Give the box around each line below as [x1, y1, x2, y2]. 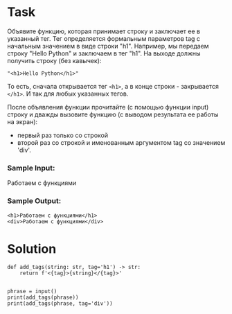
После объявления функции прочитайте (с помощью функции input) [7, 103, 209, 111]
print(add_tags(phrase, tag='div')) [7, 300, 113, 307]
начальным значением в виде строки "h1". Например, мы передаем [7, 42, 209, 50]
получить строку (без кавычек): [7, 56, 102, 64]
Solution [7, 241, 57, 256]
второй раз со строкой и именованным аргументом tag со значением [17, 138, 226, 146]
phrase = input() [7, 288, 57, 295]
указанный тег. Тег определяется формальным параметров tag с [7, 34, 201, 42]
